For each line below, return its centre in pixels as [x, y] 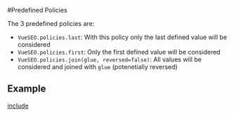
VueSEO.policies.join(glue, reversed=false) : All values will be [109, 59]
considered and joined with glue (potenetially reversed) [97, 67]
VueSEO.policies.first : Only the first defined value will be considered [119, 52]
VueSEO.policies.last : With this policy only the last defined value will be [122, 37]
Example [27, 89]
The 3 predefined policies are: [51, 23]
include [18, 106]
